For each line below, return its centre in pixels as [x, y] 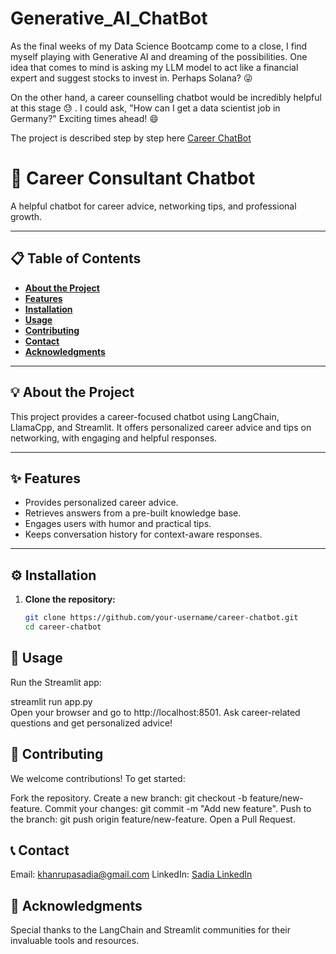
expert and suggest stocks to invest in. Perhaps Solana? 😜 [131, 78]
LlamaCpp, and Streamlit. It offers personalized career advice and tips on [161, 427]
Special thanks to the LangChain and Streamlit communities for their [150, 930]
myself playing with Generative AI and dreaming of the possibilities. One [159, 56]
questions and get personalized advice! [91, 723]
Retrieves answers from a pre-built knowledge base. [133, 513]
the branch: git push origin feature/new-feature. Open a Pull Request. [153, 819]
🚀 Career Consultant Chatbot [133, 178]
